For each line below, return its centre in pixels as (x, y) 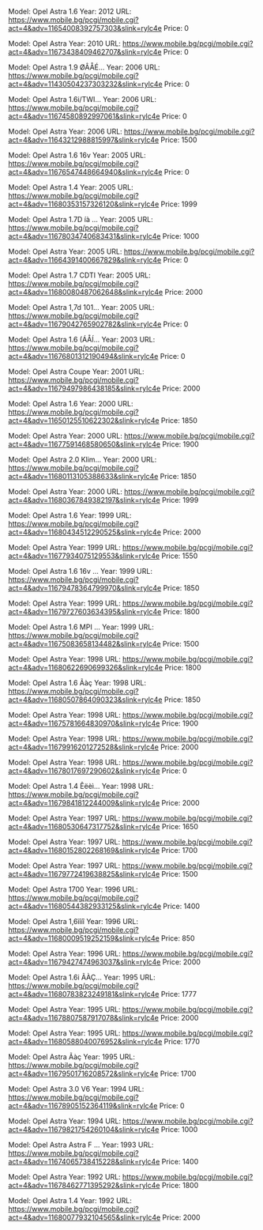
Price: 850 (178, 938)
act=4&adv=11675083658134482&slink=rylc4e (85, 644)
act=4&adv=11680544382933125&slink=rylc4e (85, 906)
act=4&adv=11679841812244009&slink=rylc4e (84, 803)
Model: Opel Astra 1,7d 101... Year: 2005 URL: (81, 307)
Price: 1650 (180, 826)
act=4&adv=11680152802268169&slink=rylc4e (84, 850)
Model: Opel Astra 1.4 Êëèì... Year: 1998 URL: (81, 786)
